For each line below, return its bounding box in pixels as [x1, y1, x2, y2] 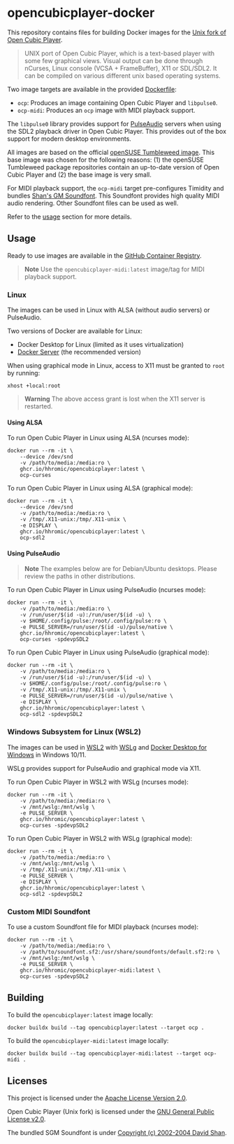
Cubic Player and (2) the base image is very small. [7, 170, 152, 179]
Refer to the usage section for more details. [7, 212, 132, 221]
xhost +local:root [7, 383, 61, 390]
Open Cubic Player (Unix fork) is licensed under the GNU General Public [7, 1107, 215, 1115]
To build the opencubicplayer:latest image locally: [7, 1010, 154, 1019]
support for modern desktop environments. [7, 135, 131, 143]
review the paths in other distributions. [24, 572, 136, 581]
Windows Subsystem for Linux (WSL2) [7, 727, 142, 737]
